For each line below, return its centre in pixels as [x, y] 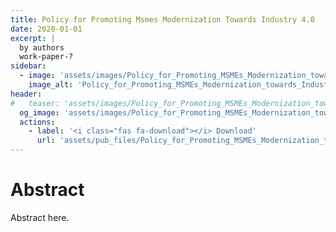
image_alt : [51, 85]
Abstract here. [40, 217]
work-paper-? [46, 57]
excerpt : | [33, 38]
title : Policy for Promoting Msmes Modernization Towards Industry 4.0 [162, 19]
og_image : [39, 112]
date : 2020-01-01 [46, 29]
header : [26, 94]
